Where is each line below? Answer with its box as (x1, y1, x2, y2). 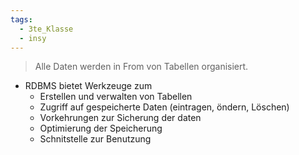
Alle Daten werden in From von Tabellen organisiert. (34, 61, 249, 73)
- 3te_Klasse (19, 24, 74, 34)
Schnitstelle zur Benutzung (39, 133, 152, 145)
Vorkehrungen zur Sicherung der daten (39, 112, 202, 124)
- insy (19, 33, 47, 43)
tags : (10, 14, 33, 25)
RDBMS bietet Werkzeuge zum (24, 80, 153, 92)
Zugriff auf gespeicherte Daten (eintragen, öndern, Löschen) (39, 101, 290, 113)
